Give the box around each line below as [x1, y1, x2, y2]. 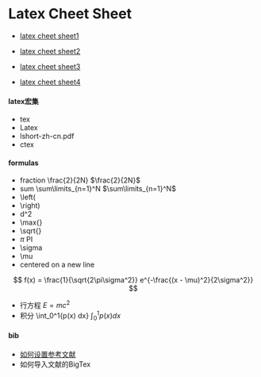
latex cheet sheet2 [19, 46, 81, 56]
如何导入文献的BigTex [19, 359, 91, 369]
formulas [8, 158, 39, 167]
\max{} [19, 217, 43, 227]
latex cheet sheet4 [19, 77, 81, 87]
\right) [19, 201, 41, 210]
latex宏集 [8, 96, 40, 106]
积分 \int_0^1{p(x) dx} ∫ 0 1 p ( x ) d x [19, 310, 121, 322]
